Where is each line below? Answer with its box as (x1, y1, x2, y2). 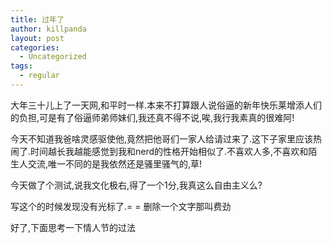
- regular (19, 71, 60, 81)
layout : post (10, 33, 65, 43)
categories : (10, 42, 60, 53)
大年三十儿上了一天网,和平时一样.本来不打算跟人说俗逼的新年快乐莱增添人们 (10, 99, 323, 111)
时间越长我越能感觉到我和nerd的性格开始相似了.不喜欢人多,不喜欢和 (30, 145, 309, 157)
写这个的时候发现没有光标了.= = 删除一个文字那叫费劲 (10, 200, 232, 212)
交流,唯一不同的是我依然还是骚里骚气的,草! (27, 157, 203, 170)
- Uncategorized (19, 52, 87, 62)
